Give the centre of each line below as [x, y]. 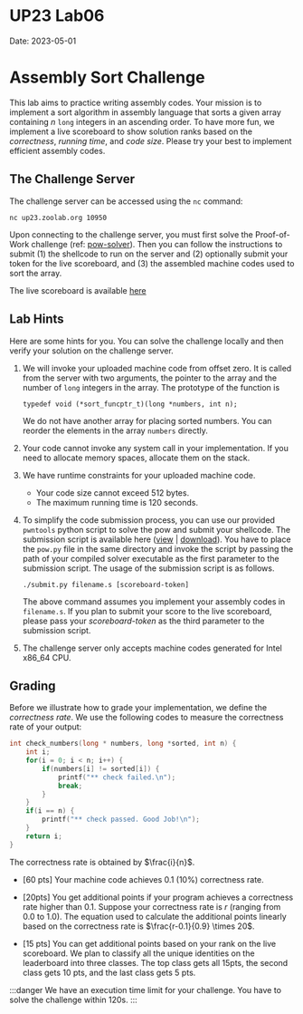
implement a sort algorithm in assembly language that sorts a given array [146, 112]
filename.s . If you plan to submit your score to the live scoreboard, [147, 611]
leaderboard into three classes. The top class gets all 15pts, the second [155, 962]
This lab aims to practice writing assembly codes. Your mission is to [136, 102]
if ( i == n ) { [50, 811]
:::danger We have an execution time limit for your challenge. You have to [146, 990]
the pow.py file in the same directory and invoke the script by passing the [158, 548]
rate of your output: [46, 727]
